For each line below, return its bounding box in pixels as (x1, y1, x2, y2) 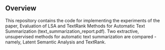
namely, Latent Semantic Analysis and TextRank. (5, 39, 106, 45)
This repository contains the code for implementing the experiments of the (5, 17, 160, 23)
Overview (5, 4, 37, 13)
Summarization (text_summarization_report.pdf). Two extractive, (5, 28, 139, 34)
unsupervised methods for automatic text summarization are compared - (5, 33, 156, 39)
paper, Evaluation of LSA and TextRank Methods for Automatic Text (5, 23, 145, 29)
